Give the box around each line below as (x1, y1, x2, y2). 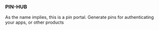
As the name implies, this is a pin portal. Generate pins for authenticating (5, 15, 154, 20)
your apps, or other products (5, 19, 64, 25)
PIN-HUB (5, 3, 27, 10)
